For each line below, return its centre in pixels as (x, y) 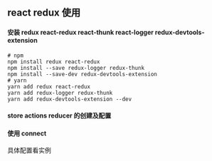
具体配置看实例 (29, 150)
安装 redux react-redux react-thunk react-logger (81, 32)
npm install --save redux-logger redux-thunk (76, 68)
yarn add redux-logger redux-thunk (60, 93)
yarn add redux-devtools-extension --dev (70, 99)
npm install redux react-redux (54, 62)
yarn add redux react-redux (49, 87)
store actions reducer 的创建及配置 (59, 115)
